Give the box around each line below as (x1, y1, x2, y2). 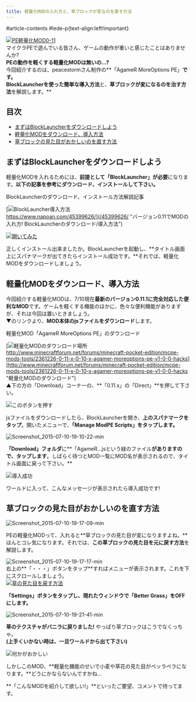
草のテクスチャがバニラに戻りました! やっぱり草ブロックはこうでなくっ (6, 623, 178, 630)
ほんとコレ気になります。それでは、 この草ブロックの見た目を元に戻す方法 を (6, 539, 190, 546)
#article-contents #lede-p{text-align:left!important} (6, 25, 129, 32)
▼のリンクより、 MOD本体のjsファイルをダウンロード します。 (6, 318, 155, 325)
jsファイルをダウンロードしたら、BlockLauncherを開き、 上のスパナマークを (6, 414, 189, 421)
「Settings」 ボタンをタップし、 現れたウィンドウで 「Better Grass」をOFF (6, 592, 185, 599)
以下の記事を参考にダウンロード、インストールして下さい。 (15, 181, 159, 188)
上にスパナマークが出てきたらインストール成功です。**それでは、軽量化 (6, 253, 179, 260)
